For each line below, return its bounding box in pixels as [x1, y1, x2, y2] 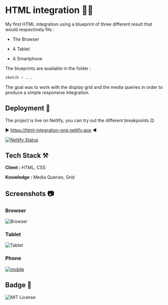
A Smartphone [12, 55, 43, 62]
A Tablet [12, 46, 30, 52]
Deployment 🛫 [5, 104, 50, 112]
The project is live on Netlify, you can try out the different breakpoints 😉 [5, 117, 155, 123]
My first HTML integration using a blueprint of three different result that [5, 21, 152, 27]
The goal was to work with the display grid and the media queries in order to [5, 84, 163, 90]
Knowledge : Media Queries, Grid [5, 174, 75, 180]
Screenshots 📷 [5, 189, 54, 198]
